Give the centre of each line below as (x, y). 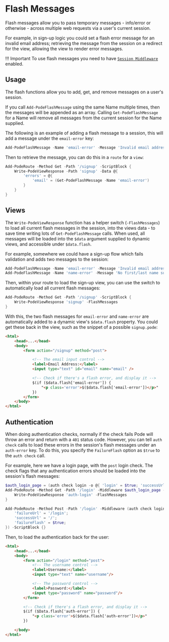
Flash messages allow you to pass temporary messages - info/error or (78, 23)
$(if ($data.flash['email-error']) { (72, 383)
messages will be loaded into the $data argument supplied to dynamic (77, 238)
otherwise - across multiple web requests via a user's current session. (78, 28)
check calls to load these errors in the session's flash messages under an (81, 445)
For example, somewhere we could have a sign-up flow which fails (74, 254)
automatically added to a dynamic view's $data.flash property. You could (82, 322)
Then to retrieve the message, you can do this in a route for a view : (75, 157)
